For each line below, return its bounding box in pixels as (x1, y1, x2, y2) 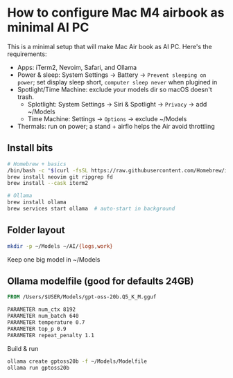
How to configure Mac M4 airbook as (7, 5, 225, 21)
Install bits (7, 142, 53, 154)
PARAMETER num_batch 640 (7, 313, 79, 320)
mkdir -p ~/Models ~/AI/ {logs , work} (7, 242, 113, 250)
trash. (17, 92, 35, 101)
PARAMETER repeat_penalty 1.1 (7, 332, 95, 339)
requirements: (7, 50, 47, 58)
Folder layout (7, 224, 65, 236)
